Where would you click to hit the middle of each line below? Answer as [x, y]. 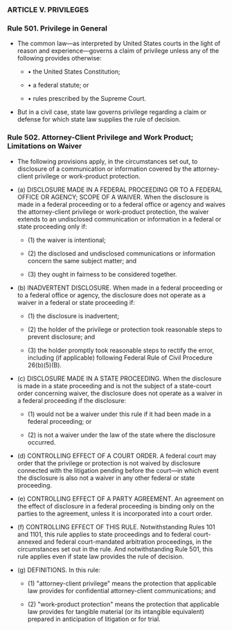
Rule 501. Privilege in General [57, 28]
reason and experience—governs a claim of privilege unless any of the [118, 51]
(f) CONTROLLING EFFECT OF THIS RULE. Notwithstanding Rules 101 [116, 527]
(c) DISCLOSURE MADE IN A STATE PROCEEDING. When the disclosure [119, 378]
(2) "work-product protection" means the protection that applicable [123, 604]
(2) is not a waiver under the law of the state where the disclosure [122, 435]
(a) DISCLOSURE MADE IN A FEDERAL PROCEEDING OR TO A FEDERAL [120, 190]
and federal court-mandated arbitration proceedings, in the [128, 541]
